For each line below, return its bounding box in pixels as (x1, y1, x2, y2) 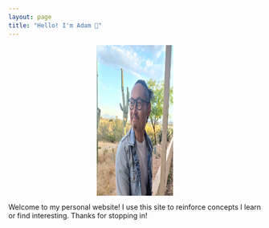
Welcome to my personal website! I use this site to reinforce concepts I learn (8, 202, 262, 212)
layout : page (8, 13, 52, 21)
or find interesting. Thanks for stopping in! (8, 210, 148, 220)
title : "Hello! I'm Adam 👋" (8, 21, 103, 30)
